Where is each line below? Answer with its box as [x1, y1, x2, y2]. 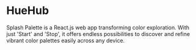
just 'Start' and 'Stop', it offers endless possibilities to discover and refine [6, 30, 191, 37]
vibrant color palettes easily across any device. [6, 37, 125, 44]
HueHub [6, 4, 49, 18]
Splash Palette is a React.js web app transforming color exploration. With [6, 24, 190, 31]
